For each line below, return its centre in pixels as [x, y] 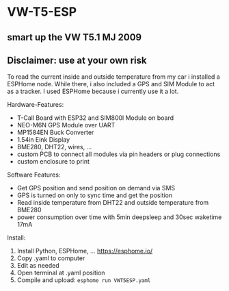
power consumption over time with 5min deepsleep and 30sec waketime [119, 217]
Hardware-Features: [36, 105]
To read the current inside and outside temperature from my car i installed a [113, 77]
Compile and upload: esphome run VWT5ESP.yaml [84, 280]
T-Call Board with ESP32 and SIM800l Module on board [95, 118]
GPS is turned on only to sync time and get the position [95, 195]
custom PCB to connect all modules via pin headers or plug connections [119, 154]
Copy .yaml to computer [51, 258]
